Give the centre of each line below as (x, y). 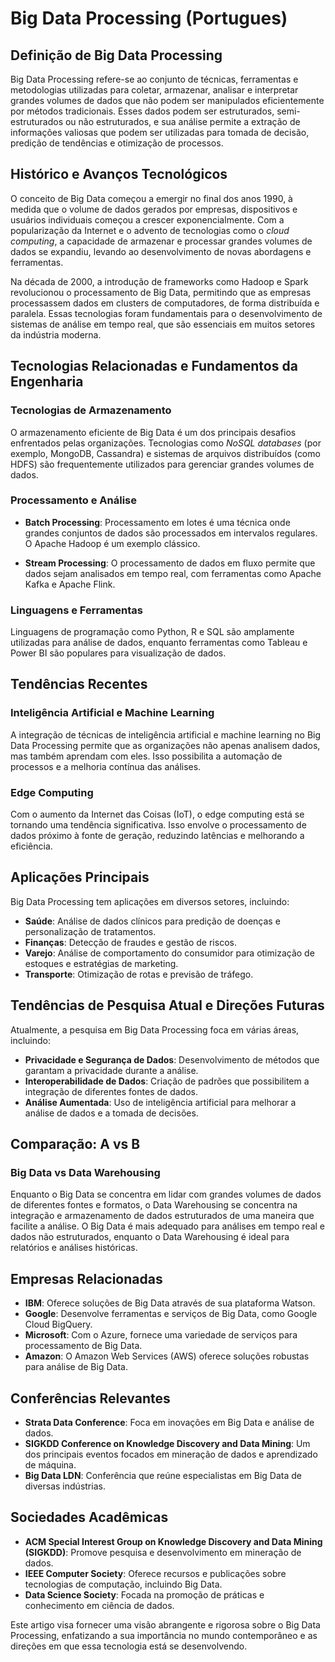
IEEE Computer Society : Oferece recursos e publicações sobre (155, 1573)
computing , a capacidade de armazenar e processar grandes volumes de (161, 241)
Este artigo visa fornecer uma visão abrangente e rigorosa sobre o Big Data (165, 1624)
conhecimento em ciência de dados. (99, 1605)
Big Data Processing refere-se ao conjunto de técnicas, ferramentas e (154, 79)
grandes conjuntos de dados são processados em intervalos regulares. (171, 533)
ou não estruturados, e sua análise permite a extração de (182, 121)
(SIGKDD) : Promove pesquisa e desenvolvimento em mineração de (163, 1552)
